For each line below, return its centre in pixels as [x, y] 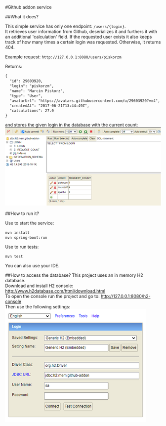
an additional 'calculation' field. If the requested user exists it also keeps [79, 37]
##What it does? [22, 17]
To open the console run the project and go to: [52, 296]
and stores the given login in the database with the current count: [72, 125]
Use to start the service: [30, 223]
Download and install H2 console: [39, 286]
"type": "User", [26, 96]
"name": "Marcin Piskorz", [37, 91]
